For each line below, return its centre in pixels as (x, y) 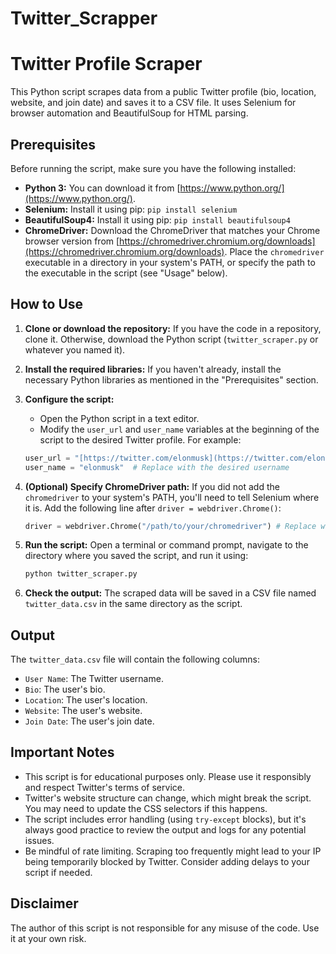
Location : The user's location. (86, 700)
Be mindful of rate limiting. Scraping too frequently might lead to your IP (173, 851)
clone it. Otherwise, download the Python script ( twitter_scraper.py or (171, 339)
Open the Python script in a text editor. (119, 418)
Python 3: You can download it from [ (102, 188)
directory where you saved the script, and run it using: (136, 556)
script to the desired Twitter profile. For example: (140, 439)
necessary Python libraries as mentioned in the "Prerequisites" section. (171, 379)
